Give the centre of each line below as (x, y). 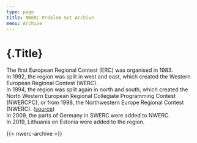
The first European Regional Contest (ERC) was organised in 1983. (90, 70)
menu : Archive (24, 23)
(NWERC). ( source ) (31, 109)
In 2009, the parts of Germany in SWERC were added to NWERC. (88, 116)
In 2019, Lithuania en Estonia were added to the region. (76, 122)
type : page (20, 12)
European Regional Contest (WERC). (52, 83)
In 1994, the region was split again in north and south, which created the (97, 89)
